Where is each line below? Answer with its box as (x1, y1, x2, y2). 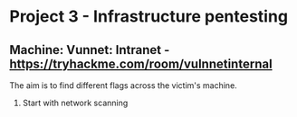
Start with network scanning (22, 97, 129, 108)
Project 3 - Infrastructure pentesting (9, 6, 288, 27)
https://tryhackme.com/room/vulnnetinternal (9, 56, 273, 71)
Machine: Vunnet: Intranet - (9, 42, 170, 58)
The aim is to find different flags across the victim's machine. (9, 80, 237, 91)
